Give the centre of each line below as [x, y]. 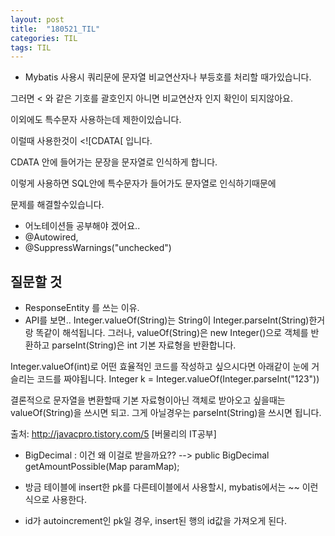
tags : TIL [31, 47]
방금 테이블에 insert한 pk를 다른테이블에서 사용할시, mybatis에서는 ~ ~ [162, 487]
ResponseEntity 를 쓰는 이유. [82, 308]
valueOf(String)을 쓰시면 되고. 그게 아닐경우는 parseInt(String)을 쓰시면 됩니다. [166, 413]
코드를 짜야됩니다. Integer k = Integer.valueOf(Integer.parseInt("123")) [178, 379]
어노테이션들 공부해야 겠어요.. [82, 226]
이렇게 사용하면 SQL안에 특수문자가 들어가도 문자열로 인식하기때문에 [143, 183]
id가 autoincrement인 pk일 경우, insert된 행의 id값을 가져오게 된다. [156, 521]
